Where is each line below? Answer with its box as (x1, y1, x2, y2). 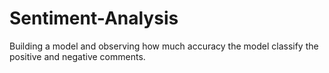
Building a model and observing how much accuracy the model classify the (9, 40, 319, 52)
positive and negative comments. (9, 50, 146, 62)
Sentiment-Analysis (9, 7, 179, 30)
